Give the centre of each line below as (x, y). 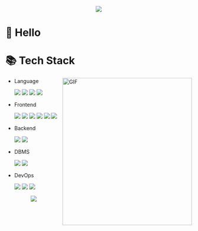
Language (26, 81)
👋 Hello (23, 33)
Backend (25, 128)
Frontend (25, 105)
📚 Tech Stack (40, 61)
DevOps (24, 176)
